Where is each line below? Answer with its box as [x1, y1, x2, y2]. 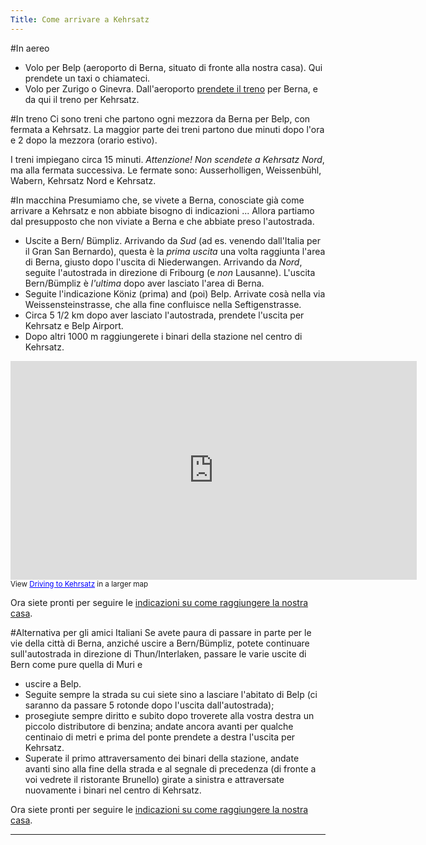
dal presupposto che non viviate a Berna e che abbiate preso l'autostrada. [10, 215, 315, 227]
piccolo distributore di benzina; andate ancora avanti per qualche [24, 720, 294, 732]
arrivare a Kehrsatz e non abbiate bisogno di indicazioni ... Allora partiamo [10, 204, 315, 216]
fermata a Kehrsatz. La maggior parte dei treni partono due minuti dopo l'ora [10, 123, 325, 135]
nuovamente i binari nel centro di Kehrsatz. [24, 784, 202, 796]
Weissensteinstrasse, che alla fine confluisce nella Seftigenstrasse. [24, 298, 302, 310]
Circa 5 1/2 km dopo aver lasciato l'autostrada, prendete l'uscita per [24, 309, 305, 321]
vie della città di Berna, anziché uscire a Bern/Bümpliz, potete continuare [10, 637, 310, 649]
